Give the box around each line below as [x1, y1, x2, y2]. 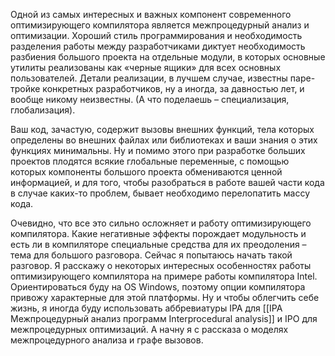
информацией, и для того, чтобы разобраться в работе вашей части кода [10, 177, 325, 188]
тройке [10, 83, 41, 94]
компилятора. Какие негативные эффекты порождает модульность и [10, 228, 307, 239]
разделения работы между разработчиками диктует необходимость [10, 40, 306, 52]
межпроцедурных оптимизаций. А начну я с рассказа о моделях [10, 324, 289, 335]
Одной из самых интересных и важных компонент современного [10, 9, 292, 20]
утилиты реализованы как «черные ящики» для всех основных [10, 62, 282, 73]
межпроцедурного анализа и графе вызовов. [10, 334, 204, 346]
